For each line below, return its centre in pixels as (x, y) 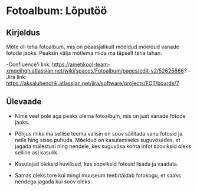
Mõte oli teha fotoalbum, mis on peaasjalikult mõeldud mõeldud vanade (93, 47)
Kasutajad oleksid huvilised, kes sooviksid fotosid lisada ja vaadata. (96, 164)
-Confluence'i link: (29, 64)
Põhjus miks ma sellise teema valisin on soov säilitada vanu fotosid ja (98, 133)
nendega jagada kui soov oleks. (53, 182)
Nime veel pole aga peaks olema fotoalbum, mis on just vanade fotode (100, 116)
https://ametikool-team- (81, 64)
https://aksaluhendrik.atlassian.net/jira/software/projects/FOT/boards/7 (93, 83)
